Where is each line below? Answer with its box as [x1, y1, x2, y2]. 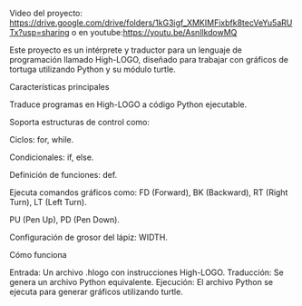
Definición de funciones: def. [9, 170, 118, 180]
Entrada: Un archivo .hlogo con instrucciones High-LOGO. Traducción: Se [9, 267, 284, 278]
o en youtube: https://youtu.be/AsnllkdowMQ [71, 27, 238, 37]
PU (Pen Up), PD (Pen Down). [9, 214, 121, 225]
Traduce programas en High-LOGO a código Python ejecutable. [9, 99, 248, 110]
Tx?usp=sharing [9, 27, 70, 37]
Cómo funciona [9, 250, 67, 260]
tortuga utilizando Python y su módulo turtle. [9, 64, 177, 74]
